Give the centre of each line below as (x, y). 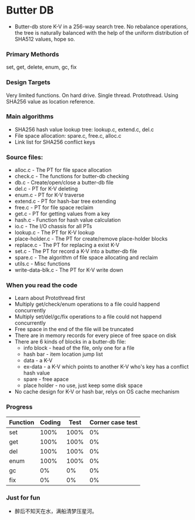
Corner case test (114, 422)
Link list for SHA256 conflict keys (55, 142)
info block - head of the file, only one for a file (79, 348)
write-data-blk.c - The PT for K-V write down (69, 270)
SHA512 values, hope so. (45, 39)
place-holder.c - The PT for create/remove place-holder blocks (91, 239)
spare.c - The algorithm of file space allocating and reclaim (86, 258)
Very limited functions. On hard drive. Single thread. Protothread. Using (92, 95)
